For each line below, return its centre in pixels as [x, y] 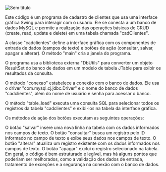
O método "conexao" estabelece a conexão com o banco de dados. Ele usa [82, 83]
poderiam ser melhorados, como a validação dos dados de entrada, [74, 159]
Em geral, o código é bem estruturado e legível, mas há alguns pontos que [81, 154]
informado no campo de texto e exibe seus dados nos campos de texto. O [81, 138]
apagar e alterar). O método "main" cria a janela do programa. [68, 53]
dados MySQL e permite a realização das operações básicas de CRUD [77, 28]
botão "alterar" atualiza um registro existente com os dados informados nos [83, 143]
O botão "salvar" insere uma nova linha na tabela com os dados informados [82, 127]
